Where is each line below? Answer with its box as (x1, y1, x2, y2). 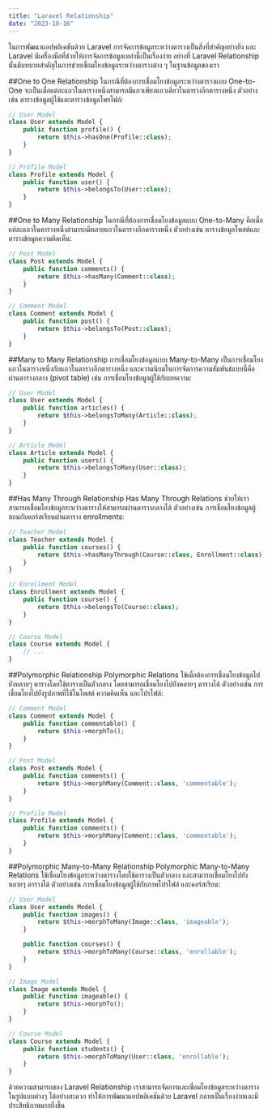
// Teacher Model (8, 528, 67, 536)
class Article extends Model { (8, 449, 114, 457)
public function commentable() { (23, 719, 136, 728)
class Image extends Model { (8, 985, 107, 994)
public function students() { (23, 1045, 125, 1053)
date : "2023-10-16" (8, 19, 74, 28)
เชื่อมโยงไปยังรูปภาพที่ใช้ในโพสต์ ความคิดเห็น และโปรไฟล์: (8, 689, 164, 697)
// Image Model (8, 977, 60, 985)
